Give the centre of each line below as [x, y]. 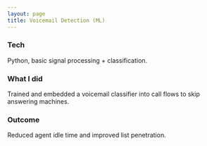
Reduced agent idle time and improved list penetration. [87, 135]
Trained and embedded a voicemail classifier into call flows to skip [104, 94]
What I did [25, 78]
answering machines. [38, 102]
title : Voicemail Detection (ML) [56, 20]
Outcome [24, 120]
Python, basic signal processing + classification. [77, 60]
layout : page [26, 14]
